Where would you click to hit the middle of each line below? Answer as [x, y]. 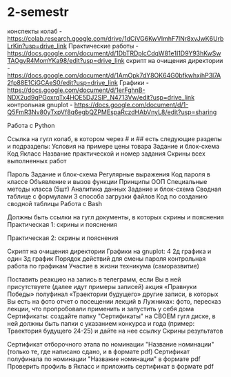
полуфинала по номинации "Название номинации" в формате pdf [104, 359]
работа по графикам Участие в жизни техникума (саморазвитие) [103, 266]
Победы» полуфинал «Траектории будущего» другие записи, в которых [113, 294]
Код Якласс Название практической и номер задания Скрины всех [106, 154]
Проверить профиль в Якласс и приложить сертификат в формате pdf [110, 366]
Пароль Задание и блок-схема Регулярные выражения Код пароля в [109, 174]
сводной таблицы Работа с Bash [54, 203]
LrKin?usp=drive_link [37, 46]
